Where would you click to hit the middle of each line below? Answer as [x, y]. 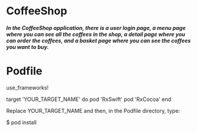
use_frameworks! [28, 87]
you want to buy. [28, 47]
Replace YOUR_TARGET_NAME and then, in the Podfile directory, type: [93, 110]
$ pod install [22, 122]
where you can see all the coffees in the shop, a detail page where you [96, 34]
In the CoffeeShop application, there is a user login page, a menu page [96, 27]
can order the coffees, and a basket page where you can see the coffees [99, 41]
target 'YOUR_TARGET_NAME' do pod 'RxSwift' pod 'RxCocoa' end [89, 99]
